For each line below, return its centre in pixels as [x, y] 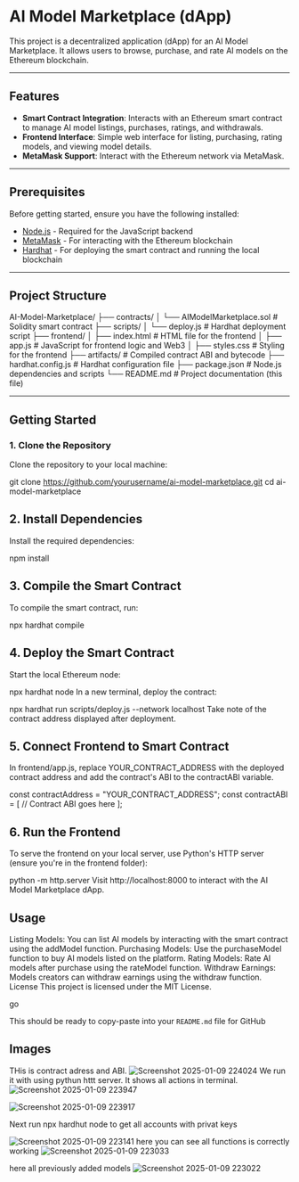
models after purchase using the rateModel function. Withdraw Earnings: [142, 967]
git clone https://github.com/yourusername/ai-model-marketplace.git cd [141, 482]
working [24, 1151]
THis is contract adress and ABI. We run [148, 1071]
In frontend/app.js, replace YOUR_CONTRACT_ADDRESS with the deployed [147, 767]
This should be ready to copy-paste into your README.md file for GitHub [137, 1021]
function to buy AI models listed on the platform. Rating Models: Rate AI [140, 958]
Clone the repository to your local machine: [89, 464]
